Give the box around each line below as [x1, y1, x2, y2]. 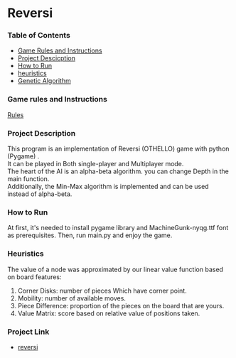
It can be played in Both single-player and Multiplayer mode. [7, 160, 184, 168]
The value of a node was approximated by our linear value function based [7, 265, 224, 273]
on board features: [7, 272, 62, 281]
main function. [7, 175, 50, 183]
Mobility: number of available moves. [17, 293, 127, 303]
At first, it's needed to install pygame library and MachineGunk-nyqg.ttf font [7, 224, 229, 232]
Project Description [7, 128, 76, 138]
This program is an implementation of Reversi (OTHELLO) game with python [7, 144, 230, 153]
